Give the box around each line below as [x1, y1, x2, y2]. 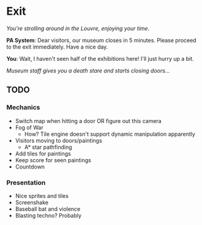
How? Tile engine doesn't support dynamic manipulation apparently [24, 130, 196, 138]
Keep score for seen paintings [15, 156, 92, 164]
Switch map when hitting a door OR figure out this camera [15, 117, 162, 124]
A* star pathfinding [24, 143, 72, 151]
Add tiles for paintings [15, 149, 72, 157]
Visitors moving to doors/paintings [15, 136, 102, 144]
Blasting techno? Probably [15, 211, 81, 219]
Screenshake [15, 199, 49, 206]
